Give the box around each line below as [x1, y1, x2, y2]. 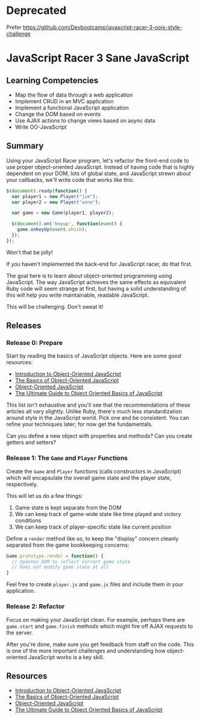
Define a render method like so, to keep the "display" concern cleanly [6, 535, 179, 542]
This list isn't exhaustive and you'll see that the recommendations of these [6, 401, 191, 408]
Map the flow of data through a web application [14, 91, 133, 98]
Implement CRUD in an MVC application [14, 97, 114, 105]
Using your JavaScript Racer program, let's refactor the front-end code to [6, 156, 189, 164]
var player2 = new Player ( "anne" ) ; [11, 199, 101, 205]
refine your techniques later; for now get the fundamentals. [6, 421, 153, 428]
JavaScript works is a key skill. [28, 653, 104, 660]
